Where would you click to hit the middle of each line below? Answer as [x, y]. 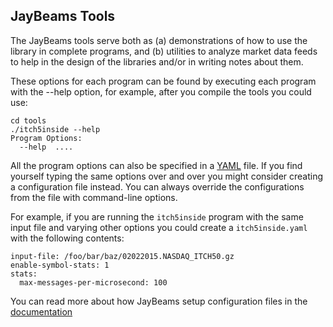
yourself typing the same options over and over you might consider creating [167, 176]
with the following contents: [67, 238]
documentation [41, 311]
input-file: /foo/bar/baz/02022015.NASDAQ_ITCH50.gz [122, 256]
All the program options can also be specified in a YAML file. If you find [156, 165]
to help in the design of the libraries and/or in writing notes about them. [157, 61]
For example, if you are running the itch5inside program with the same [157, 216]
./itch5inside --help [55, 129]
